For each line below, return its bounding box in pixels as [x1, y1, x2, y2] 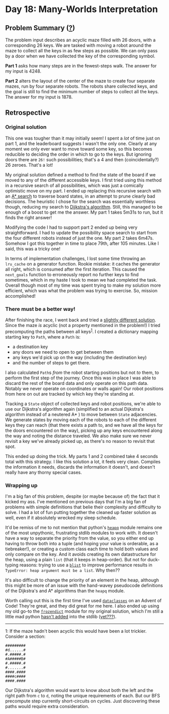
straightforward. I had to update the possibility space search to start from [5, 229, 157, 235]
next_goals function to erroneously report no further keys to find [5, 271, 139, 278]
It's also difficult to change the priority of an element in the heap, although [5, 577, 159, 583]
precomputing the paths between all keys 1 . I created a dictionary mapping [5, 328, 158, 335]
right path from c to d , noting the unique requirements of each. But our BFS [5, 692, 160, 698]
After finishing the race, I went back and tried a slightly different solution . [5, 316, 156, 323]
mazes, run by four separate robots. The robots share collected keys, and [5, 83, 157, 89]
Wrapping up [5, 482, 38, 489]
